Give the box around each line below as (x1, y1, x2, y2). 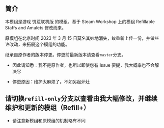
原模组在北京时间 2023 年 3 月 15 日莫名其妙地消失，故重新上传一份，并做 (5, 35, 155, 41)
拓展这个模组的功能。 (26, 41, 70, 47)
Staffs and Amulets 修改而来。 (5, 25, 66, 30)
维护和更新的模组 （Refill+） (5, 103, 90, 112)
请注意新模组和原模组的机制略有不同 (12, 117, 86, 124)
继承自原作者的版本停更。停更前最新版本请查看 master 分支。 (5, 51, 126, 57)
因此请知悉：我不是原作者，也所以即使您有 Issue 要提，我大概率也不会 (12, 62, 155, 68)
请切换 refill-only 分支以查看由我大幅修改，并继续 (5, 95, 158, 103)
